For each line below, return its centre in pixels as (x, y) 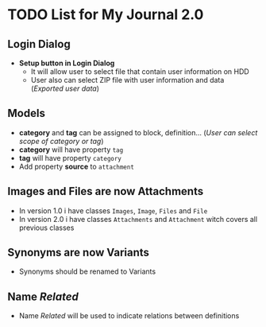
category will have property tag (71, 150)
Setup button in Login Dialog (67, 63)
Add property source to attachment (76, 166)
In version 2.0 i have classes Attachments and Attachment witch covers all (138, 219)
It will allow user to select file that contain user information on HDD (140, 72)
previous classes (46, 228)
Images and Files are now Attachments (106, 191)
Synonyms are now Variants (79, 253)
